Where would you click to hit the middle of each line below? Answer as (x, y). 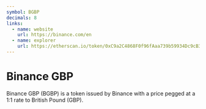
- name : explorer (34, 40)
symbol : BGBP (23, 12)
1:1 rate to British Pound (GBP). (45, 100)
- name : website (32, 29)
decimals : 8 (21, 18)
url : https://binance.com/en (55, 35)
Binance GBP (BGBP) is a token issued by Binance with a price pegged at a (101, 93)
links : (15, 23)
